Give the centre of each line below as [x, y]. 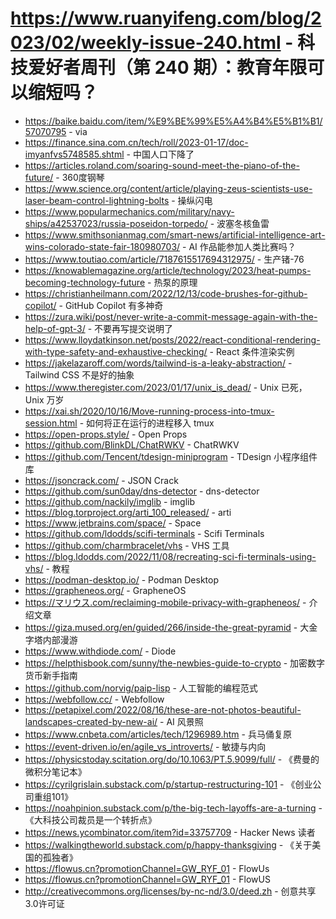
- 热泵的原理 [172, 282]
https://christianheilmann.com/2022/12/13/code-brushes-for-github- [166, 293]
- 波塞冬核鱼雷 [239, 223]
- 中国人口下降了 [160, 154]
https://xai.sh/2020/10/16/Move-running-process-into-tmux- [149, 411]
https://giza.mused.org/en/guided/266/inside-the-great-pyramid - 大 [167, 627]
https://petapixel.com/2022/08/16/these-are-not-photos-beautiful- [163, 709]
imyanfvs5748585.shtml [74, 154]
